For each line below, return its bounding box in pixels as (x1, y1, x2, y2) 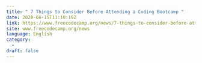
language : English (6, 31, 52, 37)
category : (6, 37, 31, 43)
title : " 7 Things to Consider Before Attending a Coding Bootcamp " (6, 8, 185, 15)
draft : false (6, 48, 39, 54)
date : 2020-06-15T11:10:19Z (6, 14, 77, 20)
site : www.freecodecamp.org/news (6, 25, 90, 32)
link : (6, 20, 20, 26)
